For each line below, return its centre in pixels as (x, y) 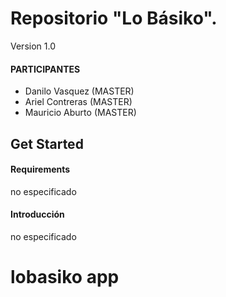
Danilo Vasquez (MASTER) (79, 91)
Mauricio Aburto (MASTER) (80, 113)
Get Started (47, 143)
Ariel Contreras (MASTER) (78, 102)
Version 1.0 (33, 46)
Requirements (40, 169)
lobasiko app (65, 277)
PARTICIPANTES (45, 69)
